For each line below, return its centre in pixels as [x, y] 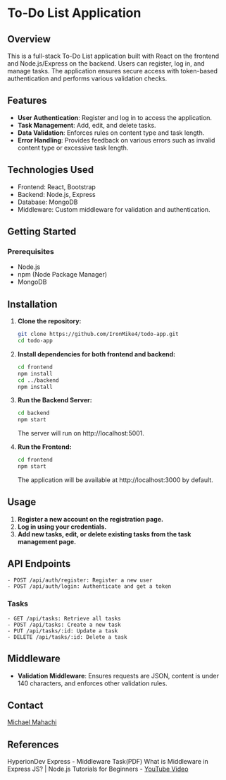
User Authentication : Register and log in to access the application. [115, 117]
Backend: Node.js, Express [57, 194]
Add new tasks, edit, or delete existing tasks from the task [104, 534]
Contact [25, 705]
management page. [46, 541]
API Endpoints [39, 564]
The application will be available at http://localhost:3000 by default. [115, 480]
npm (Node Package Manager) [62, 275]
